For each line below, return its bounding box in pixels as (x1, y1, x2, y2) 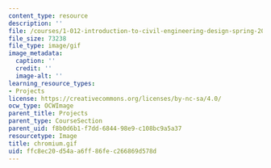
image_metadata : (8, 49, 63, 57)
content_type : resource (8, 11, 89, 20)
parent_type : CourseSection (8, 117, 103, 125)
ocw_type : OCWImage (8, 102, 74, 110)
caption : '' (15, 57, 56, 65)
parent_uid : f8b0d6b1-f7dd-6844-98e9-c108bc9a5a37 (8, 124, 182, 132)
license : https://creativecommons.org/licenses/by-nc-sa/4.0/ (8, 94, 222, 103)
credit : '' (15, 65, 52, 73)
